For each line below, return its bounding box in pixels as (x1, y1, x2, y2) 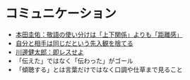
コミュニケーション (5, 6, 117, 22)
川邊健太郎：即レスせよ (15, 48, 84, 56)
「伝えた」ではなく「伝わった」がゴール (15, 56, 133, 65)
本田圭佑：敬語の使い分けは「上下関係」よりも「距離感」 (15, 30, 183, 39)
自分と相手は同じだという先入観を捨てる (15, 39, 133, 47)
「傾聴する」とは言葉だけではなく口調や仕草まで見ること (15, 65, 183, 74)
